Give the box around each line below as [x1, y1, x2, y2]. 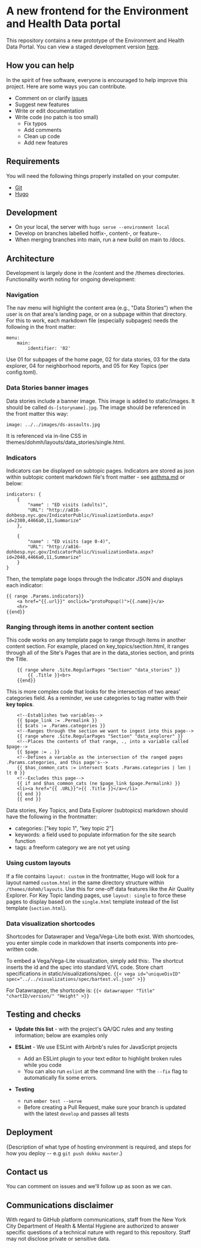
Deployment [6, 1128, 53, 1138]
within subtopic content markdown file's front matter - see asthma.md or [6, 473, 185, 481]
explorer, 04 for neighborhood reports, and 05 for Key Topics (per [6, 362, 169, 370]
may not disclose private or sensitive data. [6, 1235, 111, 1243]
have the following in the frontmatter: [6, 813, 98, 820]
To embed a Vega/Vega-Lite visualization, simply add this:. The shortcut [6, 957, 184, 964]
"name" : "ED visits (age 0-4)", [28, 539, 111, 545]
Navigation [6, 291, 39, 299]
